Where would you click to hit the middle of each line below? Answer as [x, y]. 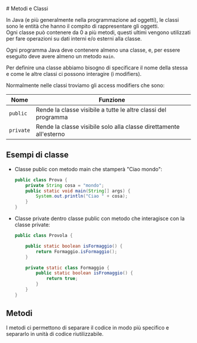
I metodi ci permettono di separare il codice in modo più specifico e [88, 327]
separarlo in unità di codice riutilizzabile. [55, 334]
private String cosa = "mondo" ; [65, 185]
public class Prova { [41, 180]
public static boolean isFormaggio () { [74, 246]
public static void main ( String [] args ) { [78, 191]
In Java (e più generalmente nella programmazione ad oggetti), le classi [93, 20]
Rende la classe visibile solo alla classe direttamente [108, 127]
